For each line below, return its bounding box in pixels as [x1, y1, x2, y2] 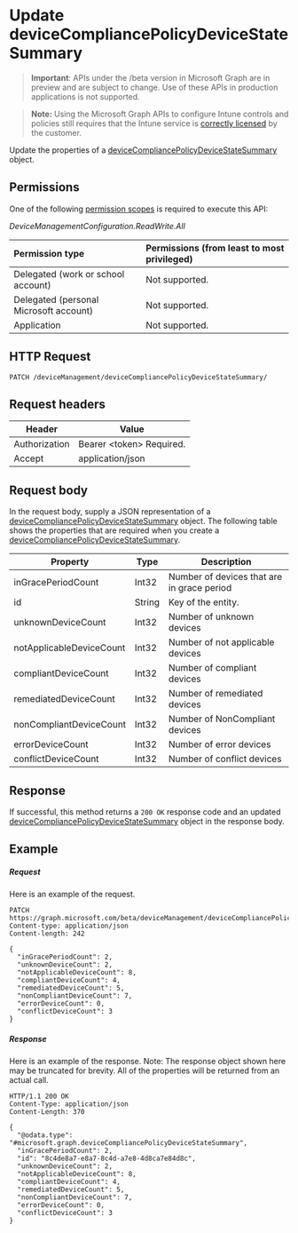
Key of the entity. [168, 596, 239, 609]
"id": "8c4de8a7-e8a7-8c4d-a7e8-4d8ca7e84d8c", [17, 1154, 197, 1164]
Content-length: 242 [9, 929, 86, 938]
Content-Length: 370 [9, 1108, 86, 1117]
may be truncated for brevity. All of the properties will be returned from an [9, 1065, 280, 1076]
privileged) [145, 252, 193, 265]
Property [50, 556, 90, 569]
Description [200, 556, 252, 569]
